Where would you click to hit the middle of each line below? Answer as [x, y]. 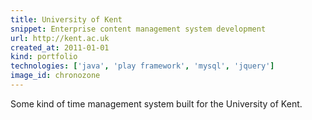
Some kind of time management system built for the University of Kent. [156, 103]
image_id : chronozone [55, 76]
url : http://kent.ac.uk [60, 38]
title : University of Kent [66, 19]
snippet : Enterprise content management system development [138, 29]
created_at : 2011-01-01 [60, 47]
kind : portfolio [44, 57]
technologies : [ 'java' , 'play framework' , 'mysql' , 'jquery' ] [142, 66]
